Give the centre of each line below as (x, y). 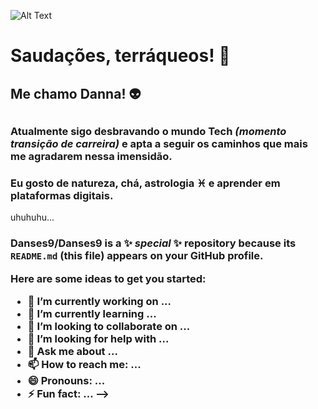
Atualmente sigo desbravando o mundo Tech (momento (148, 131)
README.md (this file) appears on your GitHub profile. (137, 256)
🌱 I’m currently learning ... (92, 313)
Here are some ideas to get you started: (108, 278)
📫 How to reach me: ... (84, 364)
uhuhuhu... (32, 217)
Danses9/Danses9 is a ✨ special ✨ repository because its (153, 243)
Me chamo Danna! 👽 (76, 93)
